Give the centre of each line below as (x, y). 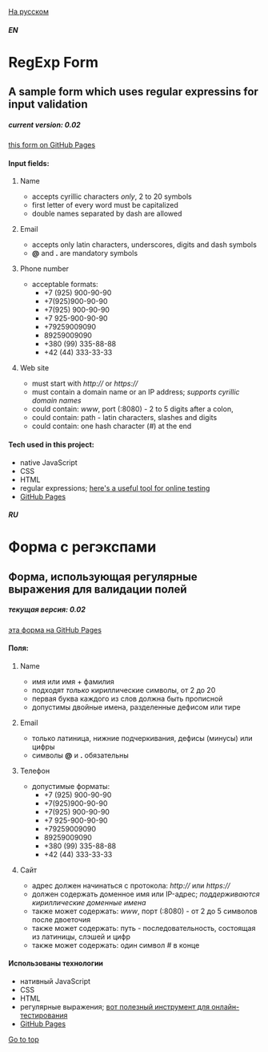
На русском (29, 12)
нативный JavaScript (55, 981)
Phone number (44, 269)
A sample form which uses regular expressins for (133, 92)
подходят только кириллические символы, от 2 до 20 (124, 690)
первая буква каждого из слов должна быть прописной (127, 698)
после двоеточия (61, 919)
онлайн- (226, 1007)
